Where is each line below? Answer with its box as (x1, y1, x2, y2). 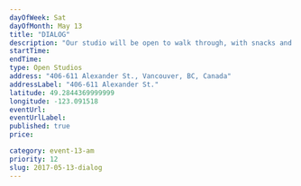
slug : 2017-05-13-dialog (9, 163, 103, 172)
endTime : (9, 55, 42, 64)
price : (9, 130, 34, 139)
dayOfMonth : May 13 (9, 22, 83, 31)
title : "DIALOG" (9, 30, 70, 39)
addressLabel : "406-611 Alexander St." (9, 80, 160, 89)
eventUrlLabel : (9, 113, 67, 122)
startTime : (9, 47, 50, 56)
